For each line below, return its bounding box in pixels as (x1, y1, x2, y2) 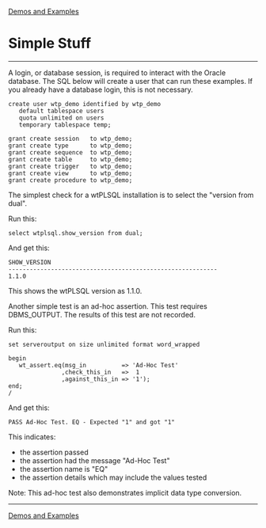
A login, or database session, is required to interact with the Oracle (8, 67, 226, 78)
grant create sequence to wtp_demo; (8, 148, 133, 157)
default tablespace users (18, 107, 104, 115)
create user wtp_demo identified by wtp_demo (8, 100, 161, 108)
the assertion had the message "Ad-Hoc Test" (19, 455, 170, 465)
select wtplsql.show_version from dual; (8, 229, 144, 237)
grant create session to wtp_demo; (8, 135, 133, 142)
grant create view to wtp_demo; (8, 169, 133, 177)
